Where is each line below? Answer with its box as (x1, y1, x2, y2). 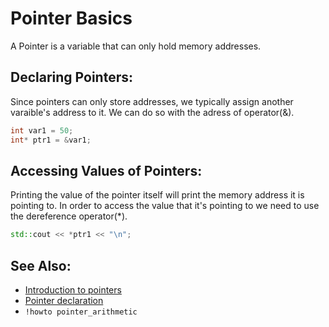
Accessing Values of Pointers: (10, 162, 203, 179)
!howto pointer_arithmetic (24, 307, 138, 317)
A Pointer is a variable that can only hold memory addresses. (10, 40, 262, 52)
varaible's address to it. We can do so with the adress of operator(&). (10, 106, 295, 118)
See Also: (10, 257, 72, 274)
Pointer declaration (24, 295, 104, 306)
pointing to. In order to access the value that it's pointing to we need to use (10, 200, 320, 212)
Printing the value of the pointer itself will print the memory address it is (10, 189, 305, 201)
